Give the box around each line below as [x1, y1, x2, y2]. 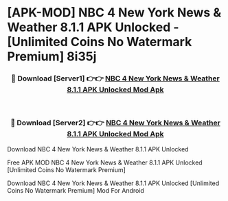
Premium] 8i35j [7, 49, 97, 65]
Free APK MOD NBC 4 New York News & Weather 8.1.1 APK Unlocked [7, 158, 203, 167]
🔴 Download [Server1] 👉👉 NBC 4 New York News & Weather [11, 74, 220, 83]
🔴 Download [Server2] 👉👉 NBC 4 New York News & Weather [10, 118, 221, 128]
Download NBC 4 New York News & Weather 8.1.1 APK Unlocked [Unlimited [7, 179, 220, 187]
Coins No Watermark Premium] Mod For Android [7, 186, 144, 194]
